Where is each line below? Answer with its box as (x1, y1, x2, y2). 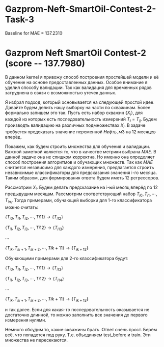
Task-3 (5, 14, 34, 25)
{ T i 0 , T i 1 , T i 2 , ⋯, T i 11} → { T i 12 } (5, 214, 63, 221)
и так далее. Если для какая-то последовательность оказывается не (5, 306, 150, 313)
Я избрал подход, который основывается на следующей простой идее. (5, 99, 155, 105)
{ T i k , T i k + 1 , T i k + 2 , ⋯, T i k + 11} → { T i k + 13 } (5, 296, 89, 303)
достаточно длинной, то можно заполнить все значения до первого (5, 312, 148, 318)
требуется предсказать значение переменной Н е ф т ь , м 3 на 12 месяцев (5, 129, 156, 135)
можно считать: (5, 204, 38, 210)
